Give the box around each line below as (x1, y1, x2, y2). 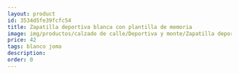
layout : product (7, 10, 55, 18)
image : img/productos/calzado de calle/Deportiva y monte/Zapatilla (7, 30, 215, 37)
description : (7, 50, 46, 57)
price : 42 (7, 37, 37, 44)
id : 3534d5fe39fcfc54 (7, 17, 72, 24)
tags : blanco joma (7, 43, 62, 50)
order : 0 (7, 56, 33, 63)
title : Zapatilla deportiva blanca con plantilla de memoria (7, 23, 193, 30)
